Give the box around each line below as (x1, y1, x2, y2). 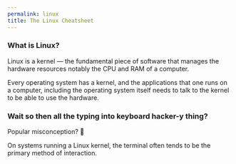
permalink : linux (7, 10, 59, 18)
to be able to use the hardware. (7, 93, 100, 102)
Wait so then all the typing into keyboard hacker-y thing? (7, 111, 208, 121)
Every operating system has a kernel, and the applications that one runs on (7, 78, 228, 86)
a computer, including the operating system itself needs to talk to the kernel (7, 86, 230, 94)
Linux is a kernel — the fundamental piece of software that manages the (7, 56, 220, 65)
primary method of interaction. (7, 149, 98, 158)
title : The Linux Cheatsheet (7, 17, 94, 24)
